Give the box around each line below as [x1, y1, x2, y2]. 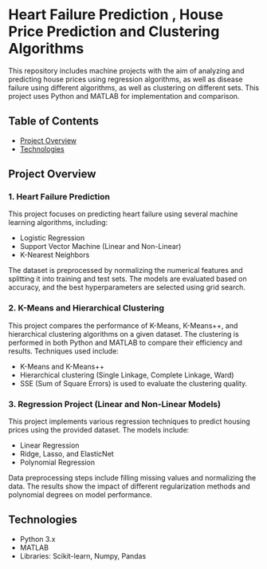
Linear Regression [19, 441, 80, 450]
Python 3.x [19, 534, 56, 543]
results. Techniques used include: [8, 346, 120, 356]
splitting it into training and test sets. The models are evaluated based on [8, 274, 247, 284]
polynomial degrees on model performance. [8, 490, 153, 500]
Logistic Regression [19, 233, 85, 243]
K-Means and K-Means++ [19, 362, 105, 371]
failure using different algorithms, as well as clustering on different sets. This [8, 82, 260, 93]
